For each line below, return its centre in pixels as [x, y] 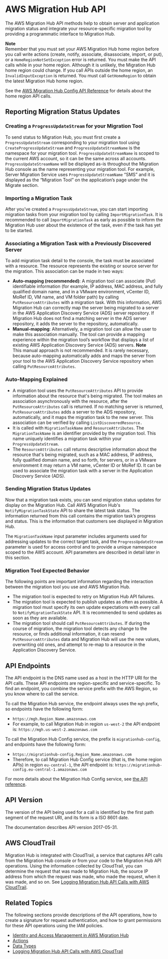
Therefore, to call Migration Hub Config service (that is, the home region [87, 759]
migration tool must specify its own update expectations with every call [86, 607]
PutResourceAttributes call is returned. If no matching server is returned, [88, 406]
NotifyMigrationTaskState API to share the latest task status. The [73, 510]
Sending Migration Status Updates [48, 489]
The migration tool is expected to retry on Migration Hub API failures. [83, 597]
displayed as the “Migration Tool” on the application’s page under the [76, 180]
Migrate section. [22, 185]
